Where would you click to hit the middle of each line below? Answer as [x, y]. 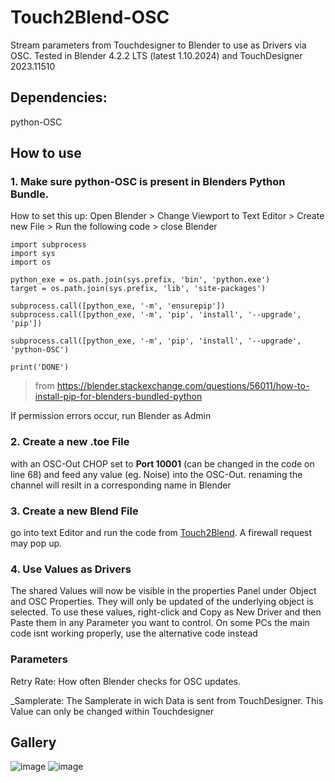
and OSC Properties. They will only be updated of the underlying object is [162, 602]
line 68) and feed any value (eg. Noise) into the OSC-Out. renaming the [156, 474]
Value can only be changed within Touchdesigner [112, 711]
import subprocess [48, 245]
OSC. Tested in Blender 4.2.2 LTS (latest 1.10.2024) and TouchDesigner [156, 55]
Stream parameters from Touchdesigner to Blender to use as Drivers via [158, 45]
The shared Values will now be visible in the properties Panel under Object [163, 591]
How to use [46, 153]
